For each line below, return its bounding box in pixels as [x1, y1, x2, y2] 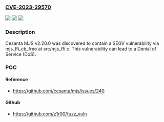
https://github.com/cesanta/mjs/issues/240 [12, 88, 105, 94]
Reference [5, 77, 28, 83]
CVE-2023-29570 [5, 4, 51, 11]
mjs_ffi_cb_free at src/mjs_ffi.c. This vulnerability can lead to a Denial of [5, 45, 157, 52]
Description [5, 29, 35, 36]
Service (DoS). [5, 51, 36, 57]
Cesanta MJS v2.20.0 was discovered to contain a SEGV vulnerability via [5, 40, 159, 46]
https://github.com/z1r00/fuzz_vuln [12, 111, 87, 117]
